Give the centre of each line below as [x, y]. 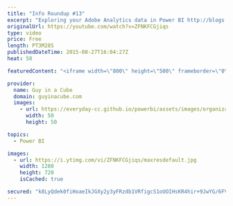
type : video [24, 33]
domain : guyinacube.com [48, 96]
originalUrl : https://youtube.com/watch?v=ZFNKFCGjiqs [88, 26]
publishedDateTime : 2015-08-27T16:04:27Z [68, 53]
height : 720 [37, 173]
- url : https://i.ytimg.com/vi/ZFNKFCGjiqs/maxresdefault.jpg [105, 160]
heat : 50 [20, 59]
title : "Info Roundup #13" [46, 13]
